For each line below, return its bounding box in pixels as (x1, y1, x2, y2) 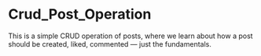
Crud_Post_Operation (8, 5, 152, 23)
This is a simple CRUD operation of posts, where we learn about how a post (8, 31, 253, 40)
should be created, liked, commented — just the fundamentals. (8, 39, 212, 48)
